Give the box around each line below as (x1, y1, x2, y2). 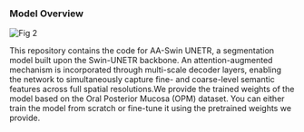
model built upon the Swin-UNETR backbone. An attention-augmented (9, 55, 273, 66)
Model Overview (9, 7, 84, 20)
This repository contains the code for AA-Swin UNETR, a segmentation (9, 45, 275, 56)
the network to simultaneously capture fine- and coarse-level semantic (9, 74, 275, 85)
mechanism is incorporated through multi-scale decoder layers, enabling (9, 64, 282, 75)
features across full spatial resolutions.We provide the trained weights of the (9, 84, 295, 95)
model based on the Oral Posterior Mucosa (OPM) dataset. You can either (9, 93, 285, 104)
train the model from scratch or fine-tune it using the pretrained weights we (9, 103, 292, 114)
